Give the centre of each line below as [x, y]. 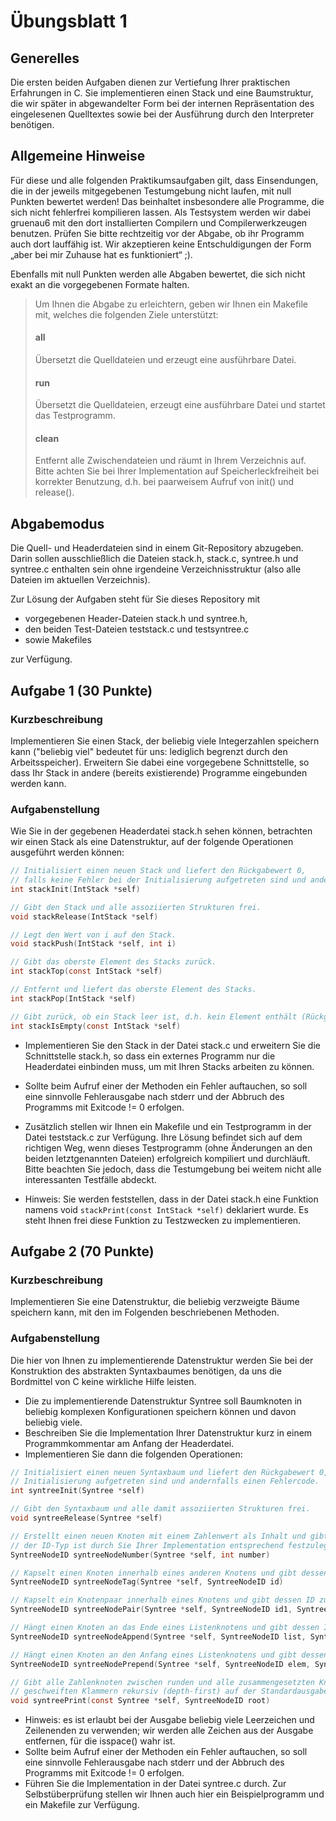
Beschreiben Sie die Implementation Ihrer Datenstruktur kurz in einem [168, 1432]
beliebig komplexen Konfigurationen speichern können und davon [160, 1411]
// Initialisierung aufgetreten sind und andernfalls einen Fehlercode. [165, 1481]
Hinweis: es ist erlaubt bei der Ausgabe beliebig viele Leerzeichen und [169, 1720]
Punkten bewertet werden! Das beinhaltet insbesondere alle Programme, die [167, 201]
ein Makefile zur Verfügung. [82, 1805]
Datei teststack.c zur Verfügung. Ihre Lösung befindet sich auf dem [163, 1137]
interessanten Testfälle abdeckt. [90, 1179]
